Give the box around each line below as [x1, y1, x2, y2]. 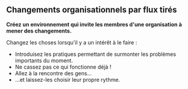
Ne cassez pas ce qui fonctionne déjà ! [14, 63, 112, 70]
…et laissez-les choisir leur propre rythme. [14, 76, 120, 83]
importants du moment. [14, 57, 73, 64]
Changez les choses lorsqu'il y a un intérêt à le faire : [6, 38, 138, 46]
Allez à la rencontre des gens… [14, 69, 92, 77]
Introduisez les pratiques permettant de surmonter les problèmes [14, 51, 176, 58]
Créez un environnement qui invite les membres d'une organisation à [6, 20, 182, 28]
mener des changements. [6, 27, 72, 34]
